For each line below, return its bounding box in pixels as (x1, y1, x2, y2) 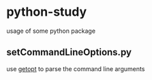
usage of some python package (6, 27, 96, 35)
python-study (6, 4, 87, 20)
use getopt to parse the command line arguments (6, 64, 145, 72)
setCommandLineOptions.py (6, 46, 132, 58)
